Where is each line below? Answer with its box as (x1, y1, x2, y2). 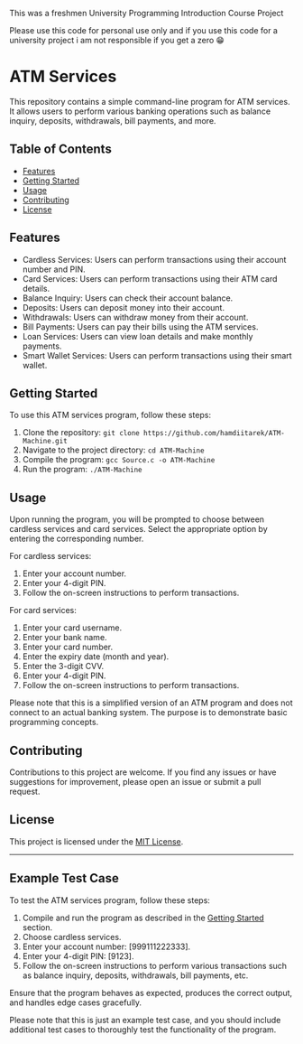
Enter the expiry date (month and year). (22, 651, 170, 662)
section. (22, 921, 53, 933)
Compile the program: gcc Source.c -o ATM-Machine (22, 454, 216, 465)
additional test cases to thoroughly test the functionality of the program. (9, 1024, 277, 1035)
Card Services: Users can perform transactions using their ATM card (22, 273, 278, 284)
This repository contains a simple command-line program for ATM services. (9, 96, 290, 107)
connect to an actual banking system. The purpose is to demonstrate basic (9, 707, 288, 718)
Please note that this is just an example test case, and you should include (9, 1014, 281, 1025)
